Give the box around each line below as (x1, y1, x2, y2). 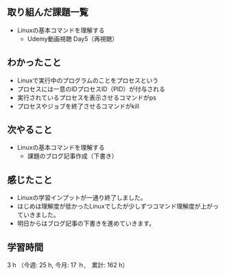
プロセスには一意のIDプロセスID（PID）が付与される (16, 84, 166, 93)
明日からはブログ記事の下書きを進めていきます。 (16, 219, 156, 228)
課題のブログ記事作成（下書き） (27, 152, 118, 160)
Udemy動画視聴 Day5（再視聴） (27, 34, 119, 43)
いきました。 (23, 211, 60, 219)
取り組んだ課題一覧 (7, 6, 88, 19)
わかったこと (7, 57, 62, 69)
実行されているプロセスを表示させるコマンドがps (16, 93, 156, 102)
